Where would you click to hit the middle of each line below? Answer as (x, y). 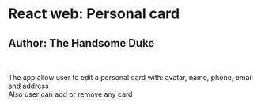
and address (28, 86)
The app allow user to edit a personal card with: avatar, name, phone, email (130, 77)
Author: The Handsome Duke (81, 43)
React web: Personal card (94, 14)
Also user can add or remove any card (70, 94)
